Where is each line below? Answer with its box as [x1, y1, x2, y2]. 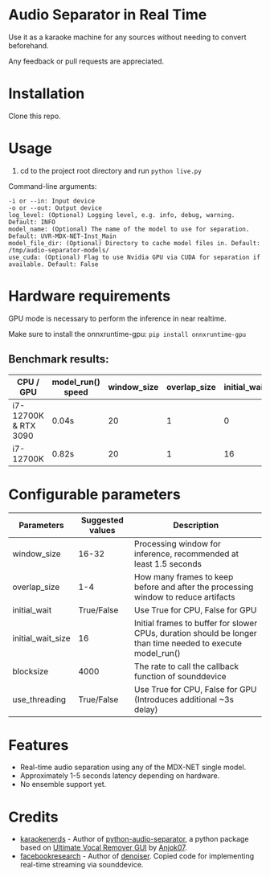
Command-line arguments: [8, 181, 97, 191]
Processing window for [133, 538, 221, 549]
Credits [8, 808, 59, 826]
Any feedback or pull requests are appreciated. [8, 56, 165, 66]
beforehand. [8, 40, 50, 50]
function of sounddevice [133, 670, 227, 682]
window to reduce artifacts [133, 591, 235, 602]
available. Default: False [8, 260, 99, 268]
